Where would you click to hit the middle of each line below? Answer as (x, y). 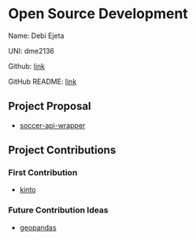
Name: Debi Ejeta (36, 36)
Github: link (27, 66)
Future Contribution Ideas (58, 210)
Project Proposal (50, 106)
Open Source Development (98, 14)
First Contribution (43, 173)
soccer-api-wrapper (52, 125)
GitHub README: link (43, 81)
